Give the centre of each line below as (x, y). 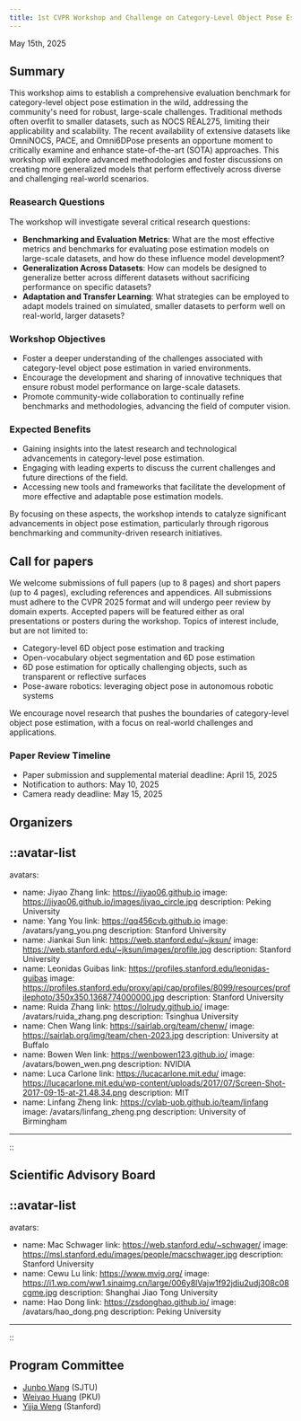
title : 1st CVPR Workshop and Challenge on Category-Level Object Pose (146, 18)
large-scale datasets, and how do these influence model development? (153, 258)
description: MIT (159, 1092)
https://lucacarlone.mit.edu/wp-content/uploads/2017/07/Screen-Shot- (154, 1082)
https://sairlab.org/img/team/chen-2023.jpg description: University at (150, 1035)
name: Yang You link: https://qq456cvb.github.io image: (125, 921)
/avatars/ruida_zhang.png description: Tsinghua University (130, 1016)
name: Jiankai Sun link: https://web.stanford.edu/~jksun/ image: (140, 940)
